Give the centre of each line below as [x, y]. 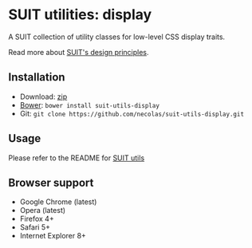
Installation [37, 77]
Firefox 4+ [37, 219]
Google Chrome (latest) [58, 202]
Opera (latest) [43, 211]
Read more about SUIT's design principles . [79, 52]
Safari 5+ [35, 227]
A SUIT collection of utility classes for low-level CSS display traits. [117, 37]
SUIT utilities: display [80, 15]
